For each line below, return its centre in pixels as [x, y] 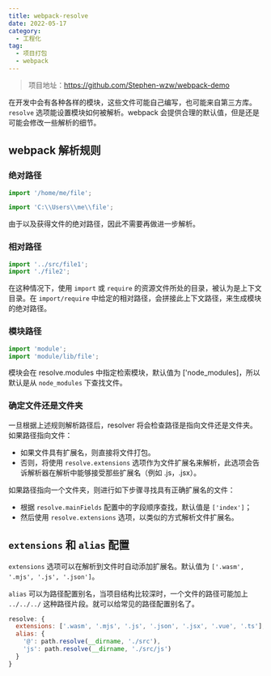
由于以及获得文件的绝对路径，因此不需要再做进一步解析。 [104, 224]
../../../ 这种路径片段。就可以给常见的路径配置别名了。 [104, 603]
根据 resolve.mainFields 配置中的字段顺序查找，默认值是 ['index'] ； [136, 507]
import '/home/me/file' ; [50, 193]
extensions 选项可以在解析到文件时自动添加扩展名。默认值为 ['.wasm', [126, 566]
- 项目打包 [32, 53]
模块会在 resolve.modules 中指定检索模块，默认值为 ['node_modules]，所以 [134, 372]
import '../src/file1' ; [49, 264]
